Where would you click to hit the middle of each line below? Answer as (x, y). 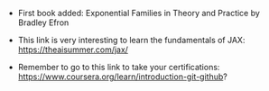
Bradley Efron (43, 23)
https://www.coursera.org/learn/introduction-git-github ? (122, 77)
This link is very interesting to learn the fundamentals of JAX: (131, 40)
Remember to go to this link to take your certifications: (119, 67)
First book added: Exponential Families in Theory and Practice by (139, 13)
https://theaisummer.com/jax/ (73, 50)
